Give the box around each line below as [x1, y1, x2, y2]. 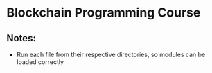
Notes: [6, 32, 36, 44]
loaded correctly [16, 58, 64, 66]
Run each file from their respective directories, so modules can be [16, 50, 206, 59]
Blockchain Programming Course [6, 5, 201, 21]
